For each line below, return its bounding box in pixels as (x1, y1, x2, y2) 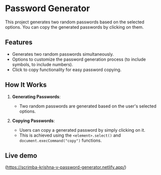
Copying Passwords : (12, 118, 55, 123)
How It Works (5, 81, 47, 89)
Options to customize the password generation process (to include (12, 56, 146, 62)
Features (5, 38, 33, 47)
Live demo (5, 151, 37, 159)
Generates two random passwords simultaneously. (12, 51, 114, 57)
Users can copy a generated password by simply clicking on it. (19, 127, 145, 133)
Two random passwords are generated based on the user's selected (19, 103, 157, 109)
